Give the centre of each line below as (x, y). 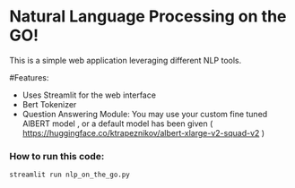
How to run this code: (57, 156)
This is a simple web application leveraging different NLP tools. (126, 60)
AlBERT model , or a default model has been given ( (117, 124)
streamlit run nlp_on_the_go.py (69, 175)
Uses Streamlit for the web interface (89, 95)
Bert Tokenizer (49, 104)
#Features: (29, 77)
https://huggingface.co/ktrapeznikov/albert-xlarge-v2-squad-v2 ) (143, 132)
